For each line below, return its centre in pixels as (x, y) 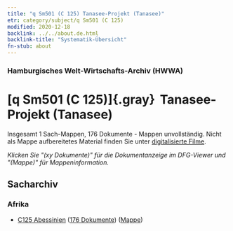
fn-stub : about (29, 46)
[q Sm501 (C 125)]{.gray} (81, 100)
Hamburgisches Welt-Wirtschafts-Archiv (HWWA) (95, 71)
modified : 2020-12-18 (39, 27)
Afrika (18, 204)
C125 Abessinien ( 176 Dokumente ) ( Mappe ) (80, 219)
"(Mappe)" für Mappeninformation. (58, 162)
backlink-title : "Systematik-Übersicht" (67, 40)
